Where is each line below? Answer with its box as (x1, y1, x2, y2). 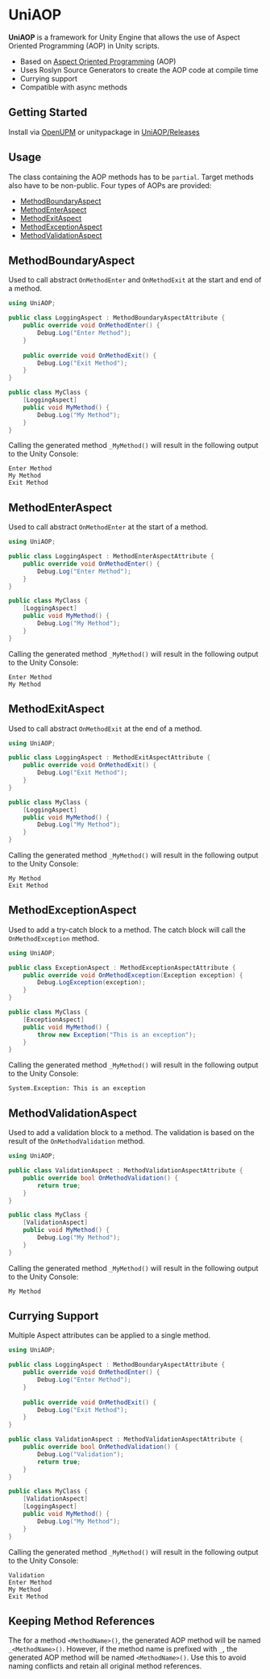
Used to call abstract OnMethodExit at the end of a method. (8, 724, 202, 733)
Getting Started (8, 106, 88, 119)
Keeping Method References (8, 1614, 156, 1627)
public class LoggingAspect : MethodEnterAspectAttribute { (8, 553, 215, 561)
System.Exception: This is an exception (8, 1084, 147, 1092)
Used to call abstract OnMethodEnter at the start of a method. (8, 522, 208, 532)
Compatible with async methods (19, 82, 127, 92)
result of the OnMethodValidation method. (8, 1136, 145, 1146)
